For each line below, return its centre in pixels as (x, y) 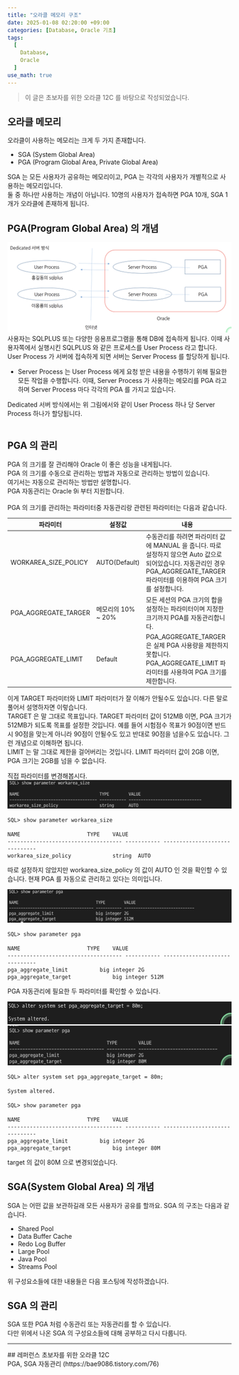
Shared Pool (36, 1228)
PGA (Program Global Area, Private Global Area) (88, 162)
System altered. (31, 1091)
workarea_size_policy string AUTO (79, 856)
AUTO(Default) (118, 562)
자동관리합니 (208, 618)
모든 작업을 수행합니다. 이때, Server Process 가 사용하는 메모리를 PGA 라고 (122, 381)
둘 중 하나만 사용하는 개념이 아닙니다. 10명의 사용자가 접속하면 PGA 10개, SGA (116, 195)
